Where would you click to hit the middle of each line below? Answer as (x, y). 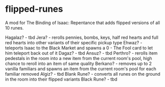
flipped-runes (34, 9)
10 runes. (14, 28)
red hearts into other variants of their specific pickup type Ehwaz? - (74, 42)
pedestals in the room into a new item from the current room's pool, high (79, 58)
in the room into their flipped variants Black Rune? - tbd (61, 79)
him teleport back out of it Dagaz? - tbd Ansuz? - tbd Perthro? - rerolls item (81, 53)
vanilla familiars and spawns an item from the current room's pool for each (81, 69)
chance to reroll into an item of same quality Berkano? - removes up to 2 (78, 63)
